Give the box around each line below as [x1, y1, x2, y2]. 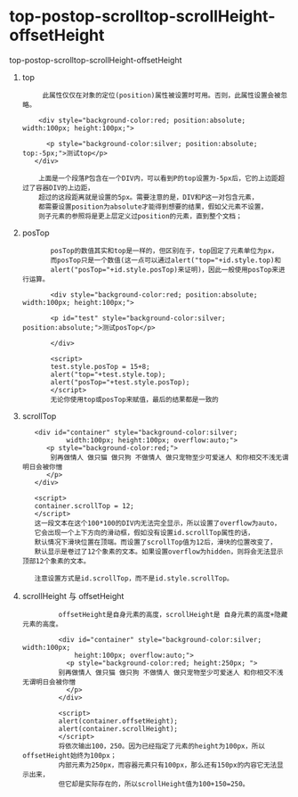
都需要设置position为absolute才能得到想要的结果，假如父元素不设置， [38, 202, 269, 211]
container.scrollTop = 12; [34, 501, 135, 510]
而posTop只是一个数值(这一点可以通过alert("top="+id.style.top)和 [50, 256, 282, 265]
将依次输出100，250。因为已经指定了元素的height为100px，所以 [58, 742, 265, 751]
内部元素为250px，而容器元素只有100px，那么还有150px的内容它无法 [58, 760, 278, 769]
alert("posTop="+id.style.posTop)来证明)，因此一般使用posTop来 [50, 265, 278, 274]
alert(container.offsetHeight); [58, 716, 178, 726]
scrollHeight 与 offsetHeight [21, 590, 125, 601]
